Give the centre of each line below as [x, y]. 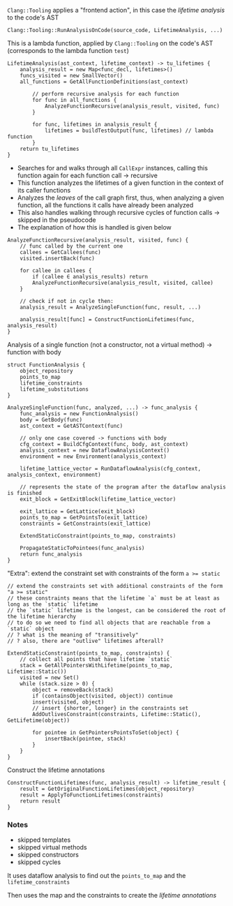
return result [40, 801]
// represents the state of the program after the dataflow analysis [123, 487]
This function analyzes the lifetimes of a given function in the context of [120, 183]
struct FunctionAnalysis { [46, 365]
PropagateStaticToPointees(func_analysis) [82, 548]
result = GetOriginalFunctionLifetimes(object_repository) [107, 789]
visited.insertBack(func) [58, 258]
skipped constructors [48, 855]
